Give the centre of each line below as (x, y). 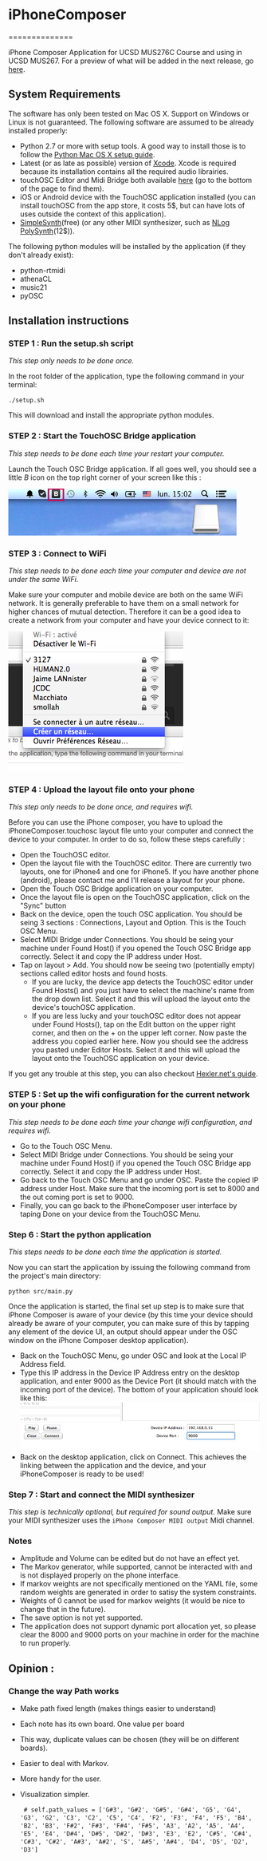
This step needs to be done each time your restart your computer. (116, 453)
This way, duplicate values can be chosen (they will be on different (130, 1740)
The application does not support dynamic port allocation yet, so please (138, 1626)
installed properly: (38, 130)
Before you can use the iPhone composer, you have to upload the (116, 822)
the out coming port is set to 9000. (77, 1197)
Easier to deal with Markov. (64, 1764)
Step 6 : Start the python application (80, 1234)
